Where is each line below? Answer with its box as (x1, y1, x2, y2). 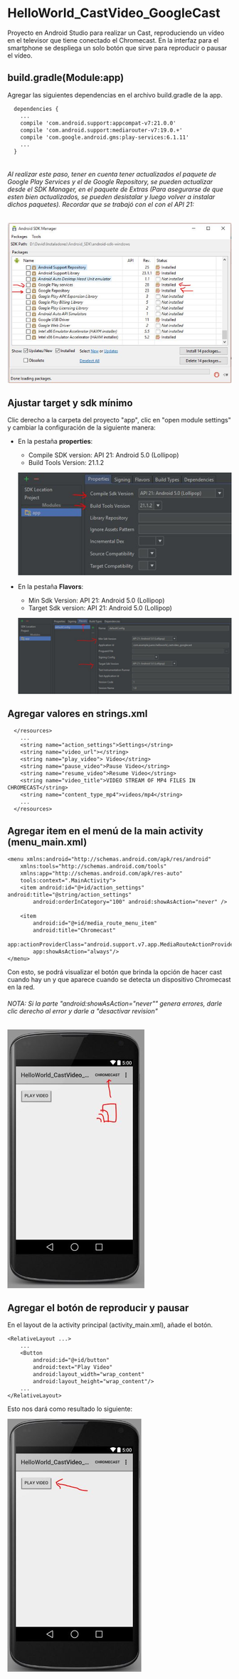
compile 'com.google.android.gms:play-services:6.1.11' (20, 134, 190, 141)
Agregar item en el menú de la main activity (7, 825, 204, 837)
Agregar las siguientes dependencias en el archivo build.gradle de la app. (7, 90, 223, 99)
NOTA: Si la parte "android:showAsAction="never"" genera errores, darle (7, 999, 223, 1008)
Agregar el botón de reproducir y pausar (7, 1301, 189, 1313)
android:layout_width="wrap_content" (33, 1371, 144, 1378)
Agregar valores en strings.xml (7, 708, 148, 720)
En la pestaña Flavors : (17, 582, 84, 591)
